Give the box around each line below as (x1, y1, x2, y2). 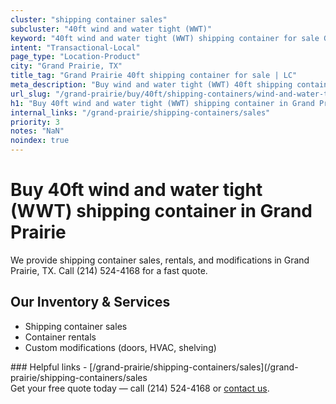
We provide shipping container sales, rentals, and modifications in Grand (10, 254, 310, 266)
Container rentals (24, 331, 97, 343)
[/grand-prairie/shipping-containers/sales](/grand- (89, 361, 299, 373)
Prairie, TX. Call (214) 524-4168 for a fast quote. (10, 264, 208, 276)
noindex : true (10, 136, 70, 146)
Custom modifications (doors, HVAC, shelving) (24, 341, 217, 353)
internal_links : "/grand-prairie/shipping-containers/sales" (10, 107, 271, 118)
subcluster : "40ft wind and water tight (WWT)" (10, 24, 213, 34)
